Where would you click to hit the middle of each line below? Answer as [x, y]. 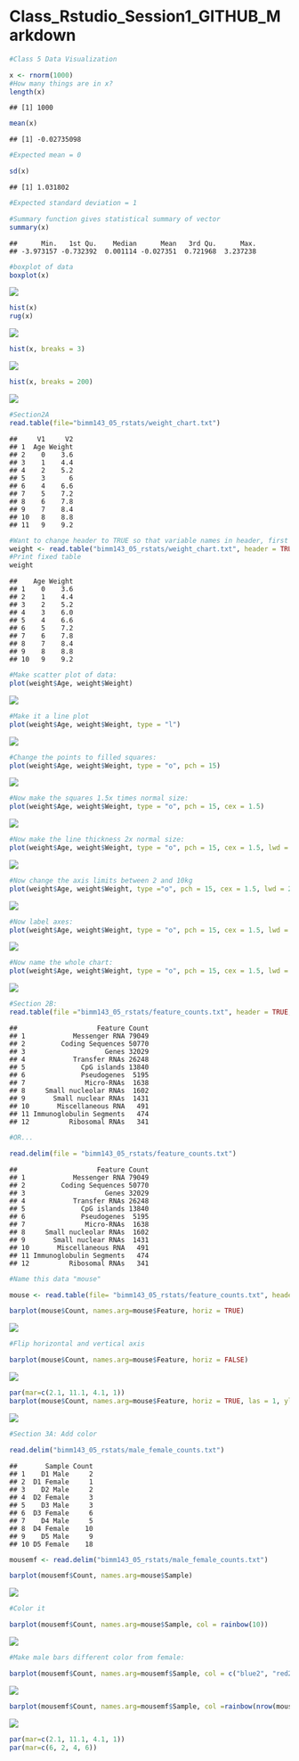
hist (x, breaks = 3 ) [48, 350]
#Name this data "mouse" [55, 1279]
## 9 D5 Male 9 [51, 1536]
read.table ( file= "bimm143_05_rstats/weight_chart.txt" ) [115, 423]
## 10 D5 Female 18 [51, 1544]
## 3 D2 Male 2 [51, 1489]
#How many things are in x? [61, 83]
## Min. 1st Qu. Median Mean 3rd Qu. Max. [133, 243]
